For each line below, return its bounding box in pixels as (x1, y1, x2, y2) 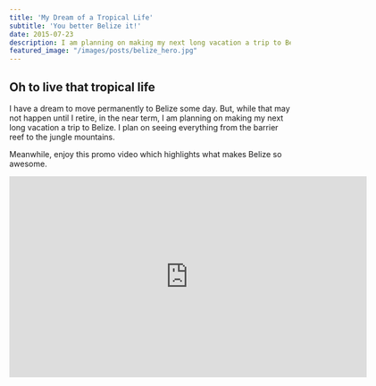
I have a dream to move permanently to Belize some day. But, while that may (9, 103, 290, 113)
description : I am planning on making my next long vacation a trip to (9, 38, 281, 47)
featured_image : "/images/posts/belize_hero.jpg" (9, 46, 198, 55)
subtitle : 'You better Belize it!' (9, 21, 142, 30)
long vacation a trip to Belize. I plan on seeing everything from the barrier (9, 122, 279, 132)
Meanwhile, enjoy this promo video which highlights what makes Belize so (9, 148, 282, 159)
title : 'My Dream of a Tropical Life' (9, 13, 154, 22)
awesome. (9, 158, 47, 169)
